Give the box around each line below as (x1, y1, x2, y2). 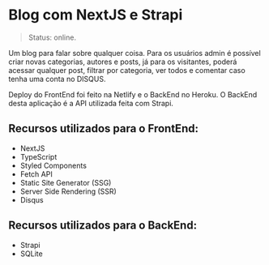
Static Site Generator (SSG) (19, 177, 112, 187)
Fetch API (19, 169, 53, 179)
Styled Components (19, 160, 88, 170)
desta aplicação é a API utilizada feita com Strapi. (8, 98, 174, 108)
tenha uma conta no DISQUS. (8, 74, 106, 83)
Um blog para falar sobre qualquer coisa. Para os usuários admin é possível (8, 48, 261, 58)
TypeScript (19, 152, 58, 161)
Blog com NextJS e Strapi (8, 6, 183, 24)
